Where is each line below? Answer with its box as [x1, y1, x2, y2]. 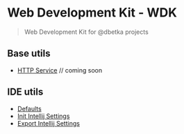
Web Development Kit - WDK [7, 5, 177, 21]
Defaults [17, 104, 42, 113]
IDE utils [7, 86, 44, 98]
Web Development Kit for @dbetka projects [24, 28, 149, 36]
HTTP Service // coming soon [17, 66, 103, 74]
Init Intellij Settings [17, 112, 70, 120]
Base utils [7, 48, 51, 59]
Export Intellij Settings [17, 119, 80, 127]
